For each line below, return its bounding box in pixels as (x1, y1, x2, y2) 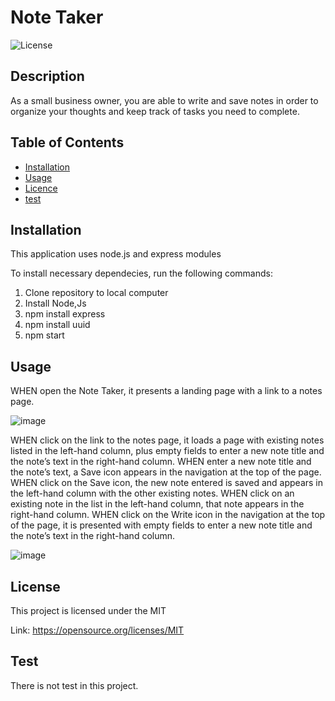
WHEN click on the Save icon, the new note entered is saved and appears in (10, 477, 324, 489)
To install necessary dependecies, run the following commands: (10, 267, 273, 280)
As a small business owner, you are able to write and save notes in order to (10, 94, 319, 106)
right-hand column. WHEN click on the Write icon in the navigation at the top (10, 509, 326, 521)
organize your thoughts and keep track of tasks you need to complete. (10, 105, 300, 117)
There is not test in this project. (10, 679, 139, 691)
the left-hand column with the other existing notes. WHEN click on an (10, 487, 295, 500)
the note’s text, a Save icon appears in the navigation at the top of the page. (10, 466, 322, 478)
